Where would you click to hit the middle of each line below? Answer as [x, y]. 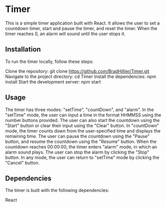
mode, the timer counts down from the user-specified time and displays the [83, 130]
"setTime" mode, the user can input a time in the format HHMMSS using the [83, 115]
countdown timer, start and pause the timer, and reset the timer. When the [81, 28]
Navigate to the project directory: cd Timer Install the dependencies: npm [81, 76]
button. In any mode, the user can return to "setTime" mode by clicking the [82, 157]
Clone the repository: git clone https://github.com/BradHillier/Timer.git [77, 71]
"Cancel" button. [22, 162]
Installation [23, 49]
